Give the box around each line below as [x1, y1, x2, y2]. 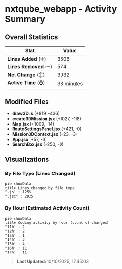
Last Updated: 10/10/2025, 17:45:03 [16, 258, 89, 264]
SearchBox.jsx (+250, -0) [12, 142, 64, 147]
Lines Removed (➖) [7, 63, 52, 70]
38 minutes [57, 80, 83, 87]
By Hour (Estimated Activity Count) [5, 205, 90, 212]
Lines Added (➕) [7, 56, 46, 62]
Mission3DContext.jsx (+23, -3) [12, 131, 77, 137]
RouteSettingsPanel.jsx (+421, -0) [12, 126, 82, 132]
